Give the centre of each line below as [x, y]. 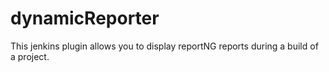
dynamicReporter [85, 18]
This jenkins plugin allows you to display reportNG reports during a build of [164, 46]
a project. [30, 56]
